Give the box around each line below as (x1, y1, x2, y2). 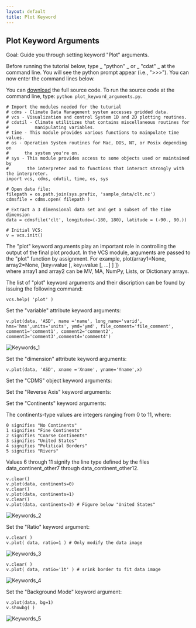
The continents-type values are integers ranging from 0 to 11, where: (6, 411, 171, 418)
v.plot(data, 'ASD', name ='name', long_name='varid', (6, 318, 143, 325)
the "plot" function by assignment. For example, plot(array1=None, (6, 255, 167, 262)
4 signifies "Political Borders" (6, 443, 88, 449)
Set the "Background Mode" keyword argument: (6, 588, 122, 596)
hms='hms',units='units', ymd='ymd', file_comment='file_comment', (6, 323, 174, 329)
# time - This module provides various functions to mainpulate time (6, 130, 180, 136)
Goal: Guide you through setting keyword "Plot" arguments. (6, 51, 149, 59)
